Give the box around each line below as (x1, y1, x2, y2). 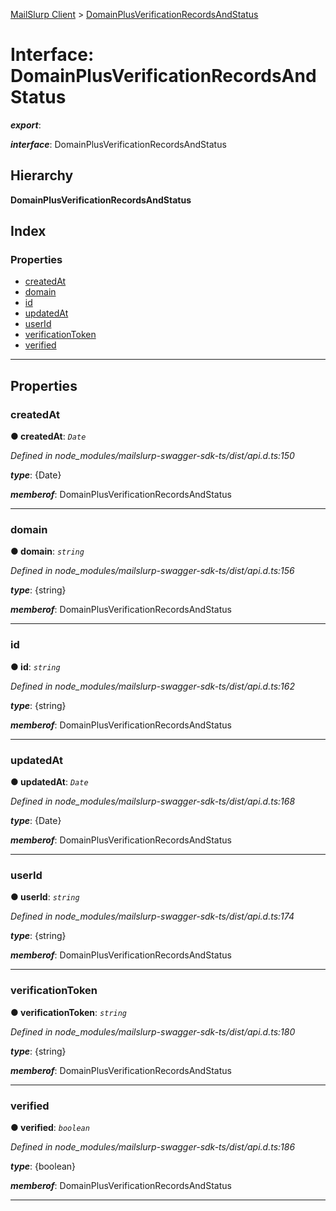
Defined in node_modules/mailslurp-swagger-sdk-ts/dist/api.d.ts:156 (10, 565, 295, 577)
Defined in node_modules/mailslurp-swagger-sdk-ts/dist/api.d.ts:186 (10, 1140, 296, 1153)
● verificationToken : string (10, 1006, 128, 1018)
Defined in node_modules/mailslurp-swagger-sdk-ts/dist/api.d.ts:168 (10, 795, 296, 808)
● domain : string (10, 545, 85, 558)
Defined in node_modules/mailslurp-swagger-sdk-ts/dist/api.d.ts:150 (10, 450, 295, 462)
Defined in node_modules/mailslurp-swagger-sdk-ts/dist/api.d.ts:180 (10, 1025, 296, 1038)
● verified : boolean (10, 1121, 90, 1133)
